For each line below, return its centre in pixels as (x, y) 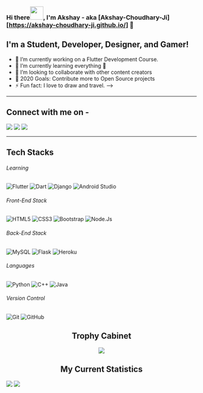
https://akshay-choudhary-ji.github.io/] (69, 25)
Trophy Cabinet (101, 336)
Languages (21, 266)
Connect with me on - (48, 112)
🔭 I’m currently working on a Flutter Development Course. (87, 59)
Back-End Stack (27, 233)
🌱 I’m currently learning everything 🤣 (61, 65)
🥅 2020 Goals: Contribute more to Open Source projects (85, 78)
